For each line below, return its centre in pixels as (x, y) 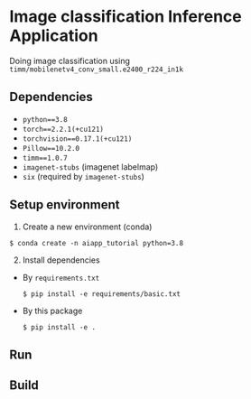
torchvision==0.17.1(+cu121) (77, 139)
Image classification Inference (125, 17)
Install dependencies (61, 260)
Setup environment (65, 205)
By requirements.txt (61, 277)
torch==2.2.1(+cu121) (63, 129)
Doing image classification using (70, 60)
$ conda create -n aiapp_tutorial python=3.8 (96, 243)
